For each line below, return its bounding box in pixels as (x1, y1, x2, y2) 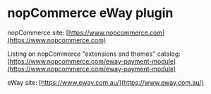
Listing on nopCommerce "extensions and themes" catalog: (7, 49, 181, 58)
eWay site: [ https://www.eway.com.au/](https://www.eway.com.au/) (7, 78, 205, 86)
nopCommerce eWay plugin (7, 5, 174, 21)
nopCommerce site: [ (7, 28, 69, 37)
